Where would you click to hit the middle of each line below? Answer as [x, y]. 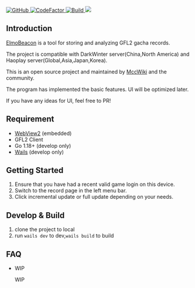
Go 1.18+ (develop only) [43, 145]
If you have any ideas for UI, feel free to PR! [59, 100]
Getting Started [35, 170]
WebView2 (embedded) [43, 133]
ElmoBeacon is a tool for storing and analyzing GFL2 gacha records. [88, 43]
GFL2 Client [29, 139]
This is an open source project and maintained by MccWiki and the [86, 72]
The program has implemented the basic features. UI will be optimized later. [97, 89]
